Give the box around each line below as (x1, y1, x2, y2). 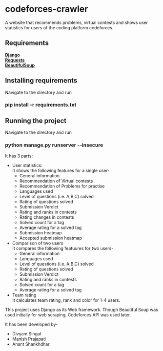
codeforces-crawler (5, 3, 88, 15)
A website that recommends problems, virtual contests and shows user (5, 20, 148, 25)
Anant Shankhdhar (12, 341, 50, 347)
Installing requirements (5, 77, 78, 85)
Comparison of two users (12, 240, 63, 246)
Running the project (5, 116, 67, 125)
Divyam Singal (12, 330, 41, 336)
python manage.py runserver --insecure (5, 142, 103, 148)
